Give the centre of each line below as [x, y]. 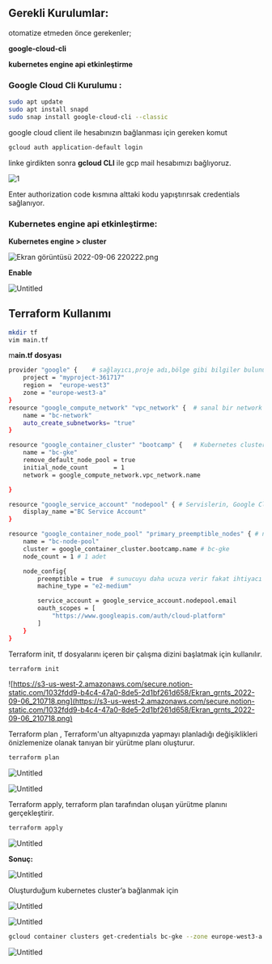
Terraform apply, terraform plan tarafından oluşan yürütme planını [118, 805]
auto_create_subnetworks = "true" [79, 423]
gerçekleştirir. [31, 813]
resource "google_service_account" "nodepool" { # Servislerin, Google [132, 504]
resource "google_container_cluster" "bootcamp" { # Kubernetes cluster [137, 445]
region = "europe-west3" [67, 385]
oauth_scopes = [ [66, 609]
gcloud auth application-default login [76, 147]
